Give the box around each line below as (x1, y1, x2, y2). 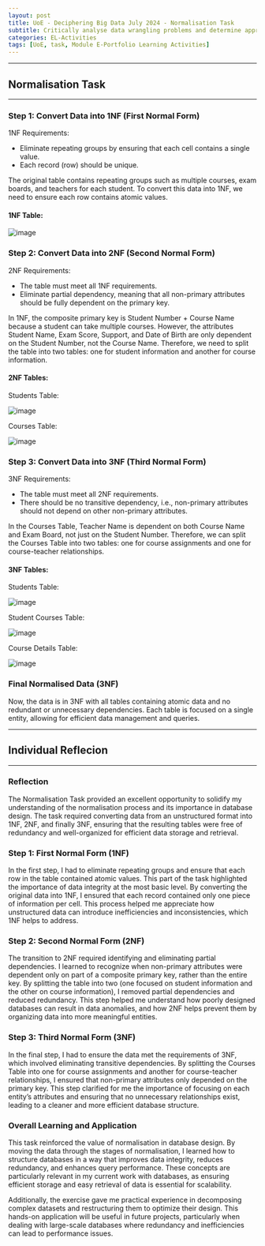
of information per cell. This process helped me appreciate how (8, 899, 215, 909)
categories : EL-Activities (8, 33, 97, 42)
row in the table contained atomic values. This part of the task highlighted (8, 874, 248, 884)
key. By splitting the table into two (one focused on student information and (8, 978, 253, 988)
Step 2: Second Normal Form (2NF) (8, 936, 145, 947)
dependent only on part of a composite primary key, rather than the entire (8, 970, 248, 980)
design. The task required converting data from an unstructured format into (8, 811, 253, 820)
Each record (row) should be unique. (19, 160, 140, 170)
